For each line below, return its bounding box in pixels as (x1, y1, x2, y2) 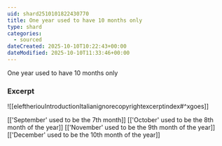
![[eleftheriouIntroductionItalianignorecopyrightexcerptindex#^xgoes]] (7, 102, 209, 111)
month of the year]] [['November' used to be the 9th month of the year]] (7, 124, 216, 132)
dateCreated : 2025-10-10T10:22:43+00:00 (7, 43, 127, 50)
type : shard (7, 23, 42, 30)
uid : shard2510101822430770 (7, 10, 90, 18)
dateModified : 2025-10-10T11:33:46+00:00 (7, 50, 130, 57)
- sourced (13, 36, 42, 44)
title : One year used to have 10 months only (7, 17, 142, 24)
